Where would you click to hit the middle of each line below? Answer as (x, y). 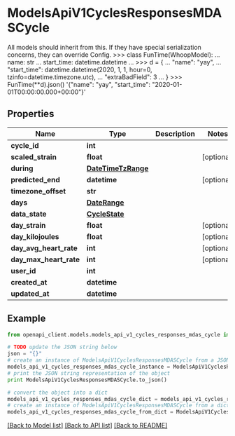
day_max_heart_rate (45, 259)
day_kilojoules (35, 236)
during (22, 168)
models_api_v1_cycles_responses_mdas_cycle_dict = (83, 399)
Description (175, 133)
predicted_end (36, 179)
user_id (23, 271)
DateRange (105, 203)
